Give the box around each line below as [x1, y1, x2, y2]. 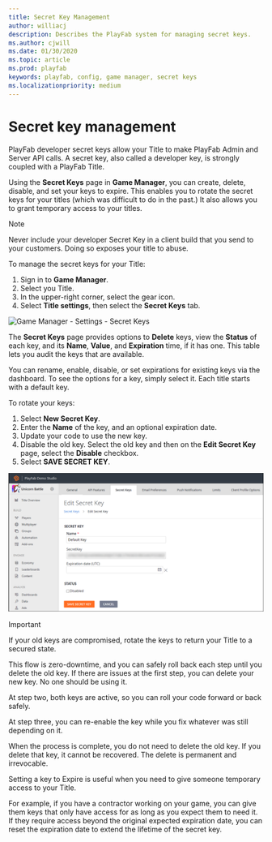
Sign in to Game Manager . [19, 274, 109, 284]
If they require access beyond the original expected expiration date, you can [8, 816, 263, 826]
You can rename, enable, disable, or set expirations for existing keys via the [8, 365, 261, 375]
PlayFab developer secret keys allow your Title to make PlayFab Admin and [8, 144, 259, 154]
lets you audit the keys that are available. [8, 349, 144, 359]
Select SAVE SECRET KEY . [19, 457, 111, 466]
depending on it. [8, 726, 63, 736]
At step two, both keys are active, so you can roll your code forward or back [8, 693, 261, 702]
